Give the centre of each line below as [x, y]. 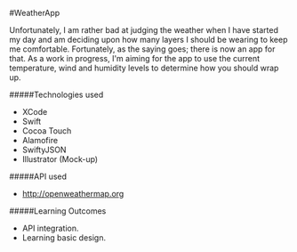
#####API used [38, 176]
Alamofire [40, 140]
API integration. [50, 228]
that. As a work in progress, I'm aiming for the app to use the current [135, 58]
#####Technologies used [56, 94]
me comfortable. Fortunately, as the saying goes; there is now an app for [142, 49]
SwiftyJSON [44, 150]
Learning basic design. [64, 238]
